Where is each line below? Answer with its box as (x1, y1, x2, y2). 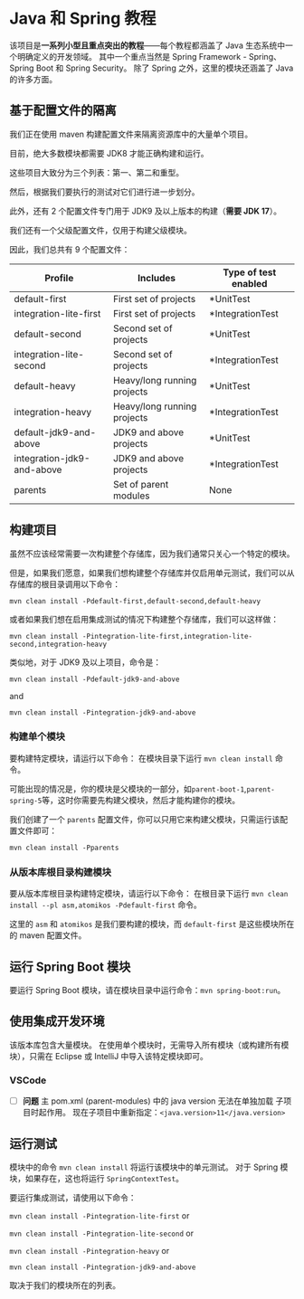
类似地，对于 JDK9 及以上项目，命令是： (9, 657, 162, 668)
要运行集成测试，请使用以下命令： (9, 1191, 137, 1203)
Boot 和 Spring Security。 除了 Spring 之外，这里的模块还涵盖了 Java (35, 62, 294, 73)
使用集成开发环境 (9, 1014, 105, 1029)
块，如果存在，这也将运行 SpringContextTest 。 (9, 1172, 184, 1183)
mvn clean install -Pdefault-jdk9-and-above (9, 675, 180, 684)
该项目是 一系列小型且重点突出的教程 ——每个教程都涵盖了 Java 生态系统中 (9, 40, 286, 51)
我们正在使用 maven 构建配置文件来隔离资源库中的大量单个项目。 (9, 128, 253, 139)
